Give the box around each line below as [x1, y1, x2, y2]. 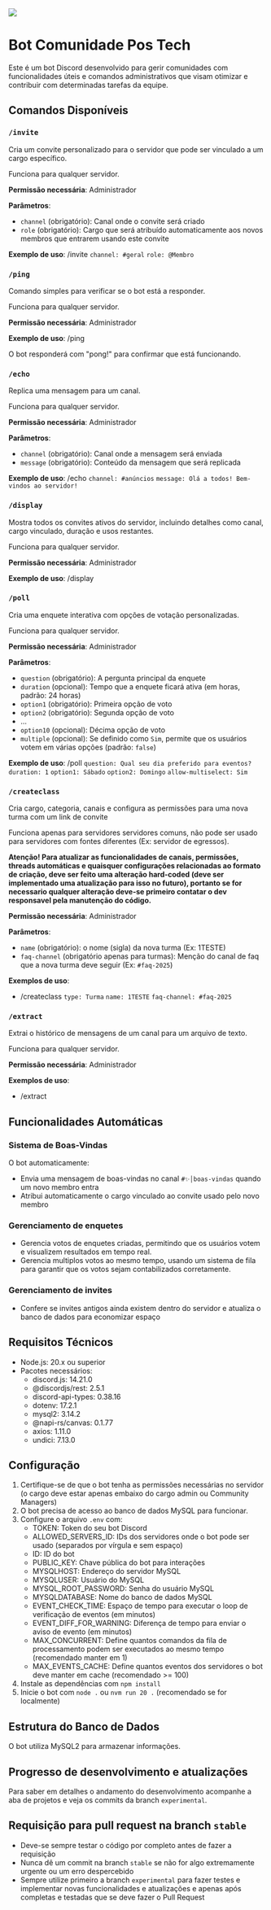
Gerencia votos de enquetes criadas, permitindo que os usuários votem [20, 1239, 260, 1248]
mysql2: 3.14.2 [32, 1409, 81, 1418]
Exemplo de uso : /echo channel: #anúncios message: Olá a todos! [8, 474, 234, 483]
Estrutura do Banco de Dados [8, 1720, 160, 1733]
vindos [8, 482, 31, 491]
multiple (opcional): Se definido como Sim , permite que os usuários [20, 733, 247, 743]
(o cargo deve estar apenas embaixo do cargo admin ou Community [20, 1488, 250, 1498]
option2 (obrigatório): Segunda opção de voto [20, 707, 175, 717]
